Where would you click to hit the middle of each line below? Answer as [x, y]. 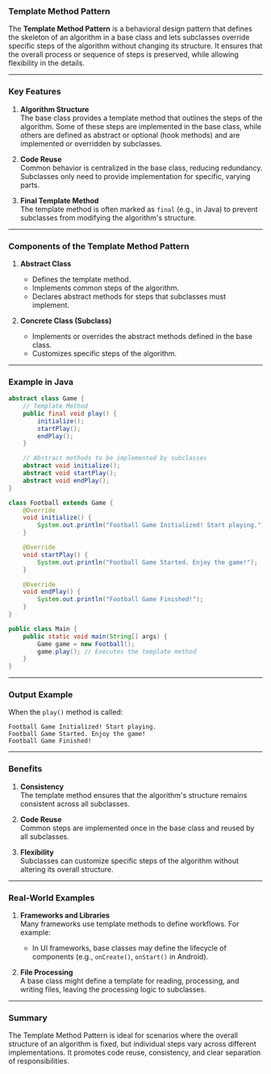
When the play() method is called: [66, 713]
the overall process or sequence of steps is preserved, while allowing [124, 55]
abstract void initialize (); [72, 466]
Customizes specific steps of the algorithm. [104, 353]
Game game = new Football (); [86, 644]
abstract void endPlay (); [67, 481]
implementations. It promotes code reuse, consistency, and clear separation [135, 1053]
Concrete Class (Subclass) [66, 320]
